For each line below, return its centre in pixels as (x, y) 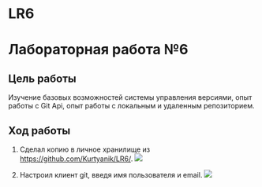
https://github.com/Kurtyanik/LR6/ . (76, 159)
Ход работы (39, 130)
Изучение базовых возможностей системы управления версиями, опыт (130, 97)
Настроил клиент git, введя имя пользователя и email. (111, 175)
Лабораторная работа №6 (98, 50)
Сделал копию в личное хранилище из (85, 149)
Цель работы (42, 78)
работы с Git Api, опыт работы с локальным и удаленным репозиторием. (131, 106)
